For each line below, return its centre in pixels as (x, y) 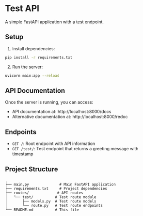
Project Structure (32, 169)
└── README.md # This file (42, 210)
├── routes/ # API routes (44, 193)
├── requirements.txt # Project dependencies (56, 188)
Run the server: (27, 67)
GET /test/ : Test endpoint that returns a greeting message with (75, 149)
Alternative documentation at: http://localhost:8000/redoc (70, 117)
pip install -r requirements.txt (39, 58)
